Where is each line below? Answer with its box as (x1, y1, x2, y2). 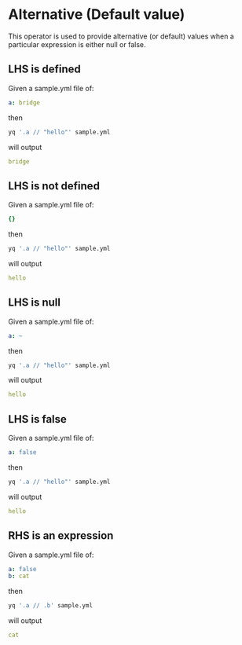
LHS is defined (8, 63, 81, 76)
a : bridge (8, 98, 41, 107)
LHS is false (8, 412, 67, 426)
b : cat (8, 572, 30, 581)
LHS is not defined (8, 179, 101, 192)
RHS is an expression (8, 529, 114, 543)
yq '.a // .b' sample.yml (8, 602, 93, 610)
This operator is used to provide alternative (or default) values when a (8, 31, 234, 41)
